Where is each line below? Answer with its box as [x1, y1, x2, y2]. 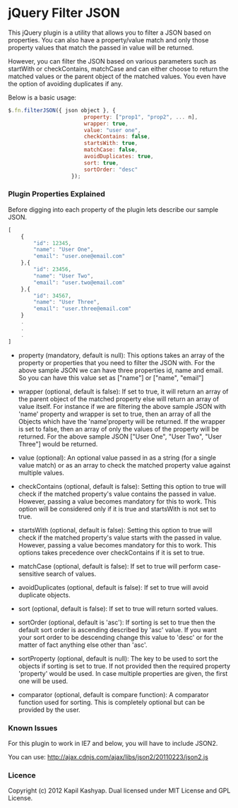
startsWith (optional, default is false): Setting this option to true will [18, 525, 213, 534]
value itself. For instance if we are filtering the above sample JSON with [18, 402, 227, 410]
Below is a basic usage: [8, 93, 77, 102]
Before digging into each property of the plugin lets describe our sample [8, 205, 218, 213]
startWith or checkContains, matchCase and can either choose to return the [8, 64, 229, 73]
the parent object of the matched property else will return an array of [18, 394, 220, 403]
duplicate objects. [18, 590, 71, 599]
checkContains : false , [83, 133, 151, 141]
